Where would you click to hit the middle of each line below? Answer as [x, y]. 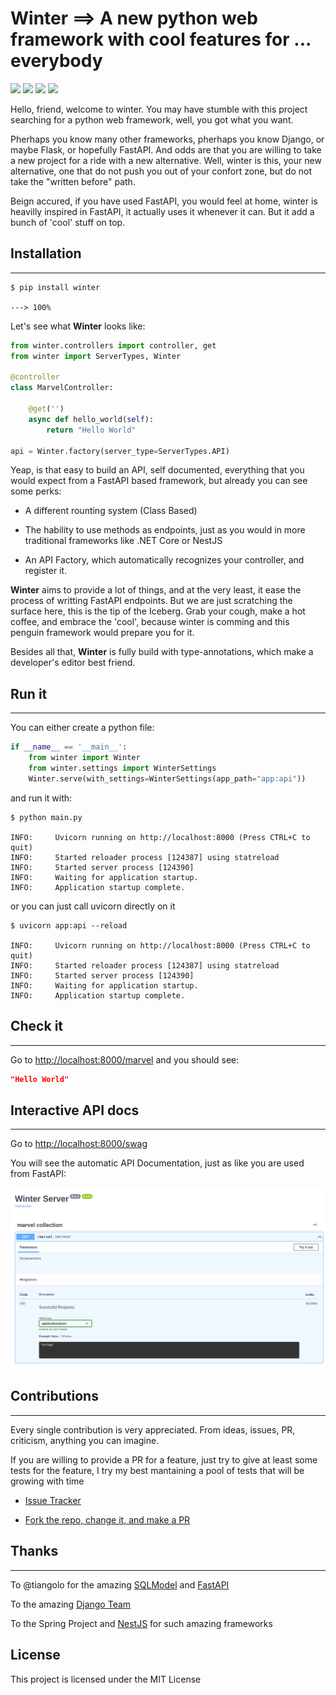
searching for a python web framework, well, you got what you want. [152, 119]
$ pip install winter [55, 287]
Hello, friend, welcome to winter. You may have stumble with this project [159, 109]
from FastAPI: [38, 1174]
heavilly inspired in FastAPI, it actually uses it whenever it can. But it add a [162, 211]
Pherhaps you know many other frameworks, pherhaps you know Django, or [167, 139]
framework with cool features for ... [161, 39]
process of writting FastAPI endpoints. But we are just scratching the [151, 601]
